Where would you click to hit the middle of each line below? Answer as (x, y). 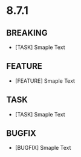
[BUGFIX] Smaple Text (43, 148)
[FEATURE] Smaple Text (45, 81)
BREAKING (27, 33)
